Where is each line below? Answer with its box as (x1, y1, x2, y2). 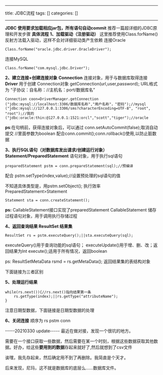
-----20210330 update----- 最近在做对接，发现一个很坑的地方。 (5, 328, 133, 334)
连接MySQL (5, 56, 29, 62)
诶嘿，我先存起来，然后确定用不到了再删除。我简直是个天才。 (5, 355, 129, 360)
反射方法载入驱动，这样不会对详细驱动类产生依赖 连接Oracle (5, 37, 126, 43)
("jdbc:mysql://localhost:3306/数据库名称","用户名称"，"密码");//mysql (5, 102, 147, 107)
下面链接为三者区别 (5, 269, 44, 275)
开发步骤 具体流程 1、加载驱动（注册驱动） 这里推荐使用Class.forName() (13, 31, 158, 37)
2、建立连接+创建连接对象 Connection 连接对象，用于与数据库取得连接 (5, 75, 148, 81)
